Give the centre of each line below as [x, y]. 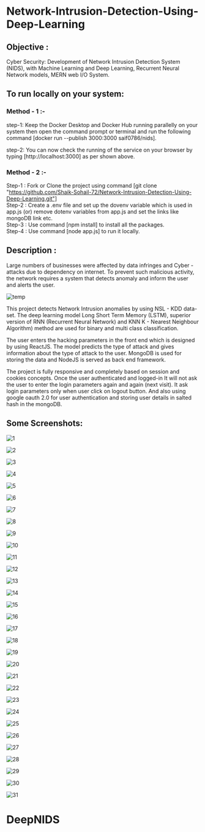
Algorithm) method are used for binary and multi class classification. [92, 328]
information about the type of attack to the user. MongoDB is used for [94, 353]
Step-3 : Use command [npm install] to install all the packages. [85, 225]
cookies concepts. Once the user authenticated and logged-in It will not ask [102, 378]
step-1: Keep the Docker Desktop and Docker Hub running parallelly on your [102, 125]
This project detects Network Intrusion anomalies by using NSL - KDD [94, 309]
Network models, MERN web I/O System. [58, 75]
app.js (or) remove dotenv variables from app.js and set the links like [93, 211]
